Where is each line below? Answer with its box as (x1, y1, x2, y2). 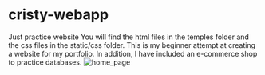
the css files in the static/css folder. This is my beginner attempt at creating (8, 40, 256, 49)
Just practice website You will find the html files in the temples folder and (8, 32, 250, 41)
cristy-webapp (8, 6, 109, 24)
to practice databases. (8, 57, 82, 67)
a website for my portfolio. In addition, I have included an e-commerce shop (8, 49, 258, 58)
